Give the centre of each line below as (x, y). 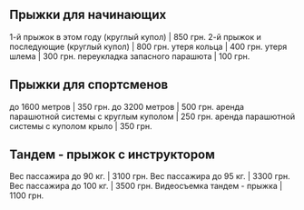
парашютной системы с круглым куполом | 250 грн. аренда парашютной (152, 116)
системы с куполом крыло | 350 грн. (81, 125)
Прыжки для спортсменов (89, 85)
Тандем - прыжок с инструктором (113, 155)
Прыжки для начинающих (88, 15)
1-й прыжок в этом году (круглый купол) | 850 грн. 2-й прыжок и (135, 36)
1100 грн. (27, 195)
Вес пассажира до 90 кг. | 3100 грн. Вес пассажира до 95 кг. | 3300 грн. (150, 176)
